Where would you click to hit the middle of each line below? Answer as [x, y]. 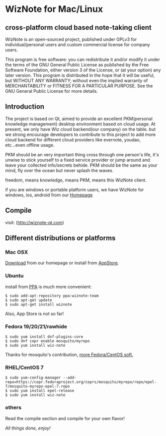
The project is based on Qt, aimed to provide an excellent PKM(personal [79, 119]
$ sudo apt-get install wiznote [39, 304]
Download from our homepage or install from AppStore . [62, 263]
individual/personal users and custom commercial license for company [78, 45]
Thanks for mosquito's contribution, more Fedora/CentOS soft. [69, 354]
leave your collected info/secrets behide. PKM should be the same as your [81, 165]
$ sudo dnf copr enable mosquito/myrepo [48, 341]
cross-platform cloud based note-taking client [78, 28]
